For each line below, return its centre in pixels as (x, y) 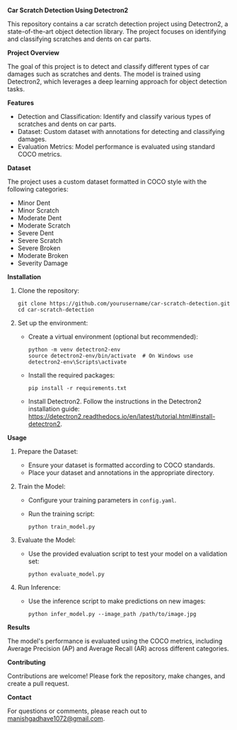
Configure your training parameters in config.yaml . (102, 500)
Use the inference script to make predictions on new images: (117, 601)
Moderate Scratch (44, 225)
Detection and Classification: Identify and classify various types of (114, 117)
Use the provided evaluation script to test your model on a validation (128, 554)
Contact (19, 697)
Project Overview (34, 53)
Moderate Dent (40, 218)
